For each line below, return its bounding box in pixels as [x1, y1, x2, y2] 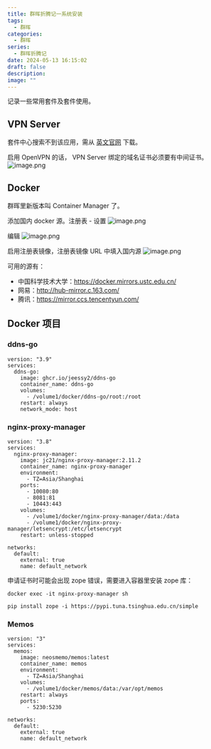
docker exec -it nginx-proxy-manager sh [7, 590, 129, 597]
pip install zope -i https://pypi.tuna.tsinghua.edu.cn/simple [7, 602, 199, 609]
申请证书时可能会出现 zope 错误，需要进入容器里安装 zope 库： [7, 576, 193, 585]
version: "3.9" [7, 355, 53, 363]
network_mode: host [20, 405, 78, 413]
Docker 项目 [7, 318, 62, 330]
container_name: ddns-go [20, 380, 94, 388]
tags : [7, 17, 23, 24]
